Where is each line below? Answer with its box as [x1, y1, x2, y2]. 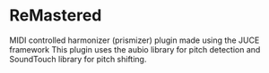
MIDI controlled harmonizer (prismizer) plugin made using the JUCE [9, 35, 260, 45]
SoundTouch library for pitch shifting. [9, 53, 147, 64]
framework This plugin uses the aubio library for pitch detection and [9, 44, 261, 54]
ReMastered [9, 5, 102, 26]
